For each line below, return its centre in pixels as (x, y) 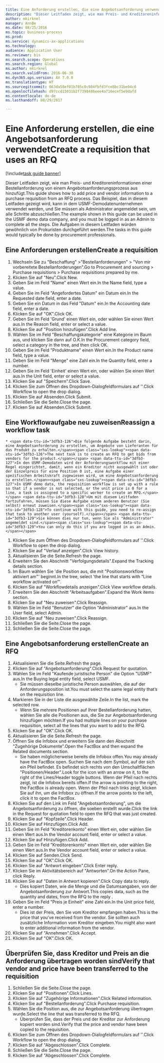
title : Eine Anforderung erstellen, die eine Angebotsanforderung (74, 10)
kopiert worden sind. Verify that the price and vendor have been (83, 1024)
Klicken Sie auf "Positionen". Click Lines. (53, 993)
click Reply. (24, 876)
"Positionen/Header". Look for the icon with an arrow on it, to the (84, 772)
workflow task (28, 430)
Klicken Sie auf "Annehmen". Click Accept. (55, 933)
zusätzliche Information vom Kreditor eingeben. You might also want (88, 922)
